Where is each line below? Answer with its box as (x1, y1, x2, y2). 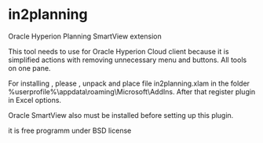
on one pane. (8, 63, 51, 72)
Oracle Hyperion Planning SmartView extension (8, 31, 163, 41)
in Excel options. (8, 95, 61, 104)
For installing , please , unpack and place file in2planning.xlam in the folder (8, 79, 250, 88)
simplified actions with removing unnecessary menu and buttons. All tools (8, 55, 247, 64)
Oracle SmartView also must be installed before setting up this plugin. (8, 110, 234, 119)
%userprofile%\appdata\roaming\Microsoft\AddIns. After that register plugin (8, 86, 256, 96)
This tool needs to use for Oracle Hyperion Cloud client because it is (8, 46, 229, 56)
